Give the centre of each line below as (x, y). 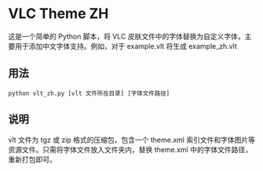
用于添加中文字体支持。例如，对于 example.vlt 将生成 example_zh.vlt (126, 46)
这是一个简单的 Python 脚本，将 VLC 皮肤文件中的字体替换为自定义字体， (126, 36)
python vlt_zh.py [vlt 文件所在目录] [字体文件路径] (89, 93)
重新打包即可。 (32, 159)
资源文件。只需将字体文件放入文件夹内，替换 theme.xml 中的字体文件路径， (130, 149)
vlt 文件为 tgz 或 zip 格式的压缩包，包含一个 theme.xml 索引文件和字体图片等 (131, 140)
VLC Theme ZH (58, 14)
